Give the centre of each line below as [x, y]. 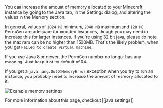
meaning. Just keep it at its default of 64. [46, 62]
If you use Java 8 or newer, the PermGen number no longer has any [73, 57]
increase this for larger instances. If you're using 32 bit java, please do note [81, 37]
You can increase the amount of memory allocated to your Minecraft [74, 7]
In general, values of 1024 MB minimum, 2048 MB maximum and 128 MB [74, 27]
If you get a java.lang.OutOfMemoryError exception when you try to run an [79, 71]
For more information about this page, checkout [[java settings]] [70, 100]
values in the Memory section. [35, 17]
